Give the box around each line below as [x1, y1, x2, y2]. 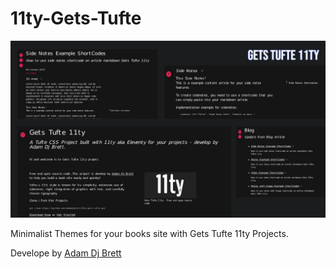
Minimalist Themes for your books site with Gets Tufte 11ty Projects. [10, 228, 289, 240]
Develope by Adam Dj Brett [10, 247, 122, 259]
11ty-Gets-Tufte [10, 7, 142, 30]
